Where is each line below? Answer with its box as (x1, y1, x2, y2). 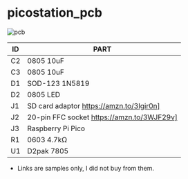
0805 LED (27, 89, 61, 99)
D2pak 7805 (27, 146, 69, 155)
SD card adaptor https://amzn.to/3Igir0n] (27, 101, 160, 110)
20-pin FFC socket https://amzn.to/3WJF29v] (27, 112, 178, 122)
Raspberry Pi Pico (27, 123, 85, 133)
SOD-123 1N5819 (27, 78, 90, 88)
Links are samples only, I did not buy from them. (17, 164, 154, 172)
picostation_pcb (7, 5, 102, 21)
